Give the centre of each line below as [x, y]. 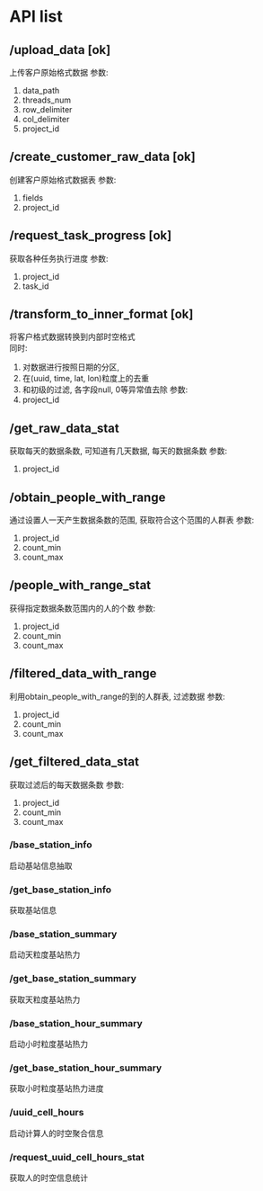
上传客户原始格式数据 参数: [59, 72]
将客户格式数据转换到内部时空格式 [72, 337]
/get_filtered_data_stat [74, 762]
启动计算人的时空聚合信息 [57, 1133]
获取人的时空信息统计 [48, 1178]
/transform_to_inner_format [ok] [101, 314]
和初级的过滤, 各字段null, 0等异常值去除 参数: [105, 390]
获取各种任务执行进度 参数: [59, 258]
